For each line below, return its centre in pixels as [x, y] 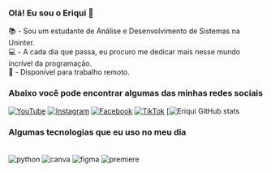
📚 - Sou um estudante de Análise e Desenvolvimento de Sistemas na [125, 31]
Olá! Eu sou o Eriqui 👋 [51, 13]
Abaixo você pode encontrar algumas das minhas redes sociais [136, 93]
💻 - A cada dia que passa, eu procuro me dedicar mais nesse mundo [125, 52]
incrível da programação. [50, 63]
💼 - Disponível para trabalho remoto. [69, 72]
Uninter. [22, 43]
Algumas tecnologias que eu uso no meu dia [97, 131]
